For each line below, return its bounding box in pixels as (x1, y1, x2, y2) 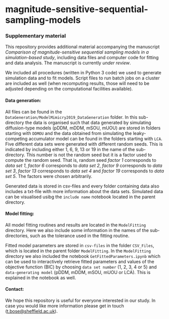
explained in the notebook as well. (5, 275, 76, 281)
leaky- (133, 130, 146, 136)
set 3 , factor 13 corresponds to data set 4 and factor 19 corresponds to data (5, 168, 164, 174)
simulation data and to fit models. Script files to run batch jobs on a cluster (5, 75, 160, 81)
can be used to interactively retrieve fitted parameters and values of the (5, 258, 155, 264)
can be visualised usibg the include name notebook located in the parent (5, 194, 155, 200)
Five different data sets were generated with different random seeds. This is (5, 141, 163, 147)
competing (5, 135, 28, 142)
